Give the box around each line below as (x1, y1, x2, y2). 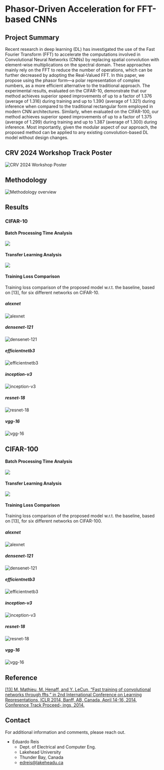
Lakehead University (19, 749, 61, 755)
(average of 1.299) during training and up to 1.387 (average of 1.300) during (5, 119, 158, 125)
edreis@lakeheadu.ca (19, 759, 64, 765)
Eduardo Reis (12, 739, 39, 745)
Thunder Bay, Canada (19, 754, 64, 760)
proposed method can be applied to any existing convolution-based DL (5, 130, 148, 135)
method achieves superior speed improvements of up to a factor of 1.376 (5, 93, 152, 99)
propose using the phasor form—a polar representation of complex (5, 77, 141, 83)
